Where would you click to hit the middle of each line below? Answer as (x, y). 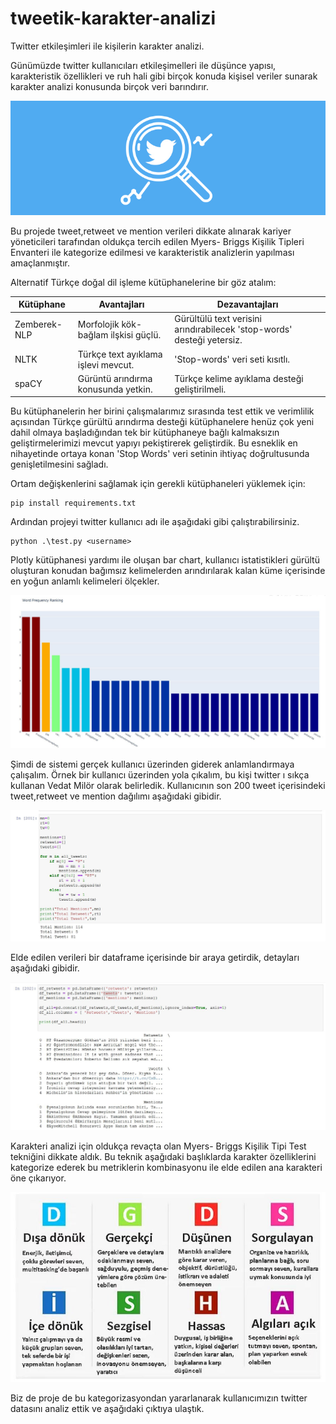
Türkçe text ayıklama (120, 354)
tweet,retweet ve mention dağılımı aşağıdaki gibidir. (116, 796)
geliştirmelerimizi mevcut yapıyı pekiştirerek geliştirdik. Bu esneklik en (154, 443)
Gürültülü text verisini (218, 319)
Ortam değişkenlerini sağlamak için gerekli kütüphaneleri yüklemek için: (158, 484)
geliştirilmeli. (200, 389)
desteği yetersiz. (208, 340)
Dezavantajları (247, 304)
